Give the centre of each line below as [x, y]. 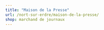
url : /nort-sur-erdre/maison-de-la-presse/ [52, 15]
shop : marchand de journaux [35, 19]
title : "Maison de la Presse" [37, 10]
